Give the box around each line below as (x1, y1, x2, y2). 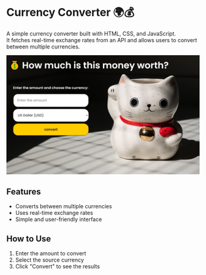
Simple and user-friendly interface (15, 216, 102, 223)
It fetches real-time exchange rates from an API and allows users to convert (6, 36, 197, 43)
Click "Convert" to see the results (15, 263, 100, 270)
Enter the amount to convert (15, 250, 86, 257)
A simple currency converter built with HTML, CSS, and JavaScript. (6, 29, 177, 37)
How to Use (6, 233, 51, 244)
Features (6, 186, 41, 197)
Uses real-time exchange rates (15, 209, 93, 217)
